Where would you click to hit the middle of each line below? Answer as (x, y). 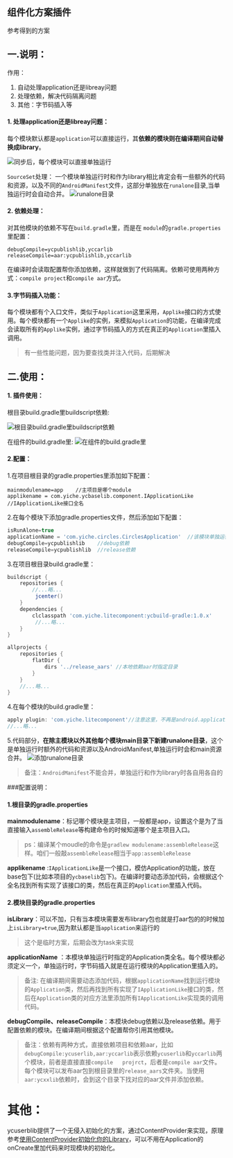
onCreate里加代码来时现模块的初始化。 (63, 1148)
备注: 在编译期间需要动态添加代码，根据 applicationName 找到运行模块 (122, 980)
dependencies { (42, 609)
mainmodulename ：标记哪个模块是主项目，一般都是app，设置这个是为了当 (115, 821)
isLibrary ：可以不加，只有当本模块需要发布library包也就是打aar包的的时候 (113, 919)
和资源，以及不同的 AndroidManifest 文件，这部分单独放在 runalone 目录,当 (111, 185)
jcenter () (49, 596)
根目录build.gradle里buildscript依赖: (58, 412)
